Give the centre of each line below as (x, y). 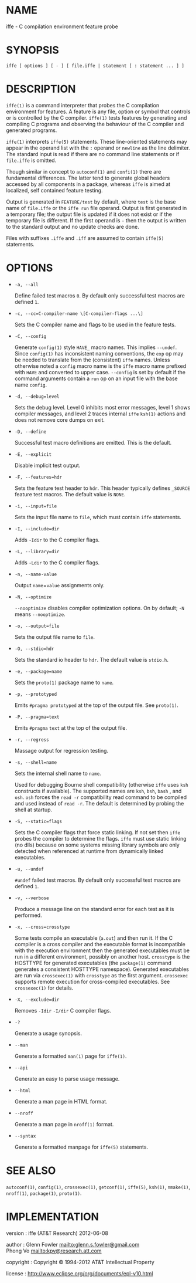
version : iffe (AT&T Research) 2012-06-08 (57, 1233)
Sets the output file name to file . (55, 637)
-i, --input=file (36, 506)
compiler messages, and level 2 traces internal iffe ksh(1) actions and (100, 414)
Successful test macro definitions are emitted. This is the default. (93, 442)
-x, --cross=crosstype (42, 927)
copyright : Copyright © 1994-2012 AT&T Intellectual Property (80, 1262)
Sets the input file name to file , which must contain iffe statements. (98, 517)
